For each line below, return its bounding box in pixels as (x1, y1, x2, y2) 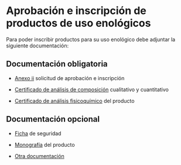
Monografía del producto (14, 141, 75, 148)
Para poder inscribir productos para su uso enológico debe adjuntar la (6, 36, 176, 43)
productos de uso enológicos (6, 16, 151, 30)
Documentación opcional (6, 114, 100, 124)
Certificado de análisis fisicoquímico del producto (14, 97, 135, 104)
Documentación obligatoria (6, 59, 108, 69)
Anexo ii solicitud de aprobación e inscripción (14, 74, 125, 81)
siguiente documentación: (6, 42, 69, 49)
